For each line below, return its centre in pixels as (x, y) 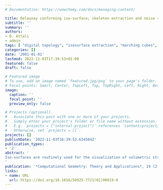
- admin (13, 41)
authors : (14, 32)
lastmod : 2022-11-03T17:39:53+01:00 (42, 59)
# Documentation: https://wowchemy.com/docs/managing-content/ (70, 9)
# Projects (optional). (29, 112)
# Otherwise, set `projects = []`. (43, 130)
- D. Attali (17, 36)
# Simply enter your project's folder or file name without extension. (81, 122)
